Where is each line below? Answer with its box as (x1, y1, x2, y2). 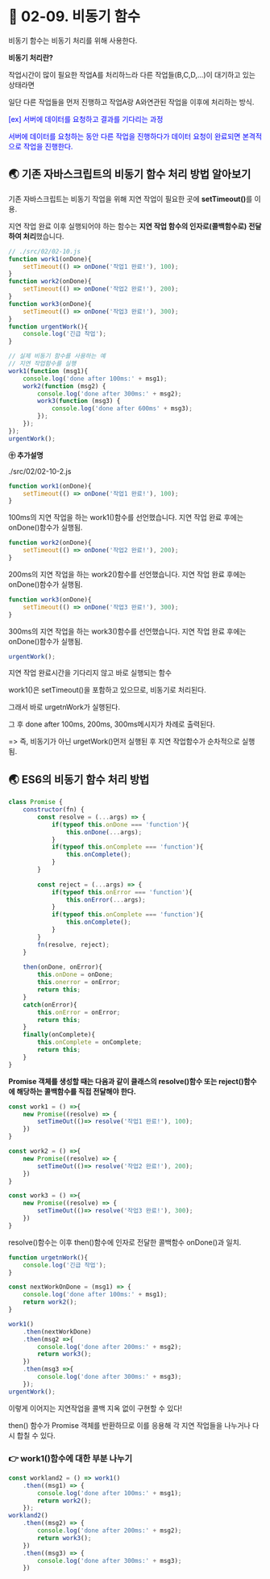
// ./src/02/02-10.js (8, 247, 81, 255)
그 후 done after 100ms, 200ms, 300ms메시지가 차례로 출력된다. (8, 719, 215, 729)
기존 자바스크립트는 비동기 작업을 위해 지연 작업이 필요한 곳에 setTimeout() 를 (8, 194, 253, 203)
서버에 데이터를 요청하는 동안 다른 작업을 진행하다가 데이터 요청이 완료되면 (8, 131, 241, 141)
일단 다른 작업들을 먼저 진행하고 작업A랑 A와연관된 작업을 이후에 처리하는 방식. (8, 97, 255, 107)
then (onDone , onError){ (23, 963, 103, 971)
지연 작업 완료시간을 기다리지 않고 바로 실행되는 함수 (8, 668, 172, 678)
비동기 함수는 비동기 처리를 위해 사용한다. (8, 36, 138, 45)
